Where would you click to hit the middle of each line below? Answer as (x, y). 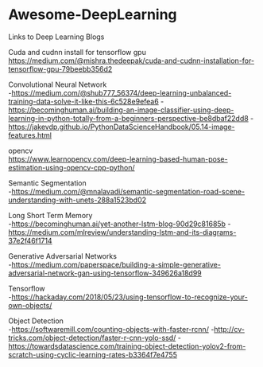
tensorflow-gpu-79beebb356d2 (60, 68)
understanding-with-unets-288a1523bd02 (77, 200)
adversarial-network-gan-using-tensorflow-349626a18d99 (105, 273)
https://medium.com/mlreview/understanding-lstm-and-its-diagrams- (122, 232)
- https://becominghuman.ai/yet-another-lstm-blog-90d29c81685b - (120, 224)
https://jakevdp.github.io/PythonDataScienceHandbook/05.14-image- (122, 127)
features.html (30, 135)
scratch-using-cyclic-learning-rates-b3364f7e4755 (93, 354)
